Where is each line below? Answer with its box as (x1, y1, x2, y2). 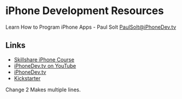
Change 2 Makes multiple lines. (5, 86, 81, 93)
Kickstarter (13, 74, 41, 81)
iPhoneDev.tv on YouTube (13, 62, 76, 69)
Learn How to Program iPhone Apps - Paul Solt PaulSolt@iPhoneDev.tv (5, 23, 176, 30)
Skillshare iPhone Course (13, 56, 75, 63)
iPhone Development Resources (5, 4, 164, 18)
